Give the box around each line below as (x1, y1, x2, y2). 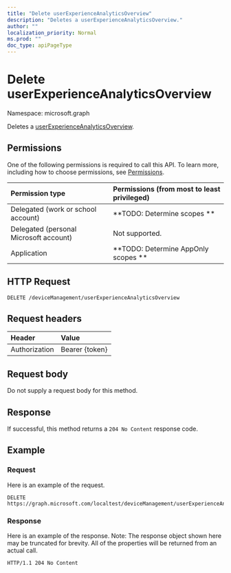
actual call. (7, 546, 38, 554)
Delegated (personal (10, 224, 77, 234)
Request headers (7, 312, 82, 324)
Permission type (10, 188, 66, 198)
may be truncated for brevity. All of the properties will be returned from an (7, 539, 217, 547)
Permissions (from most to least (113, 184, 221, 193)
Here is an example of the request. (7, 481, 105, 489)
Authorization (10, 345, 54, 354)
